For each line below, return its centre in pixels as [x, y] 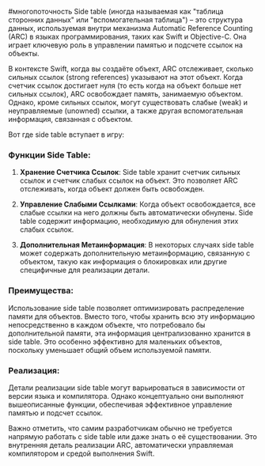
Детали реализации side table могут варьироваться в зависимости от [127, 388]
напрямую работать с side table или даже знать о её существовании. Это [132, 436]
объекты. [24, 53]
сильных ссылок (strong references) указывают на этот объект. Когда [126, 77]
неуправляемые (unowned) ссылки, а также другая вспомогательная [126, 111]
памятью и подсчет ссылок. [56, 413]
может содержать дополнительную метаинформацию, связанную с [135, 253]
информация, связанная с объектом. [70, 119]
